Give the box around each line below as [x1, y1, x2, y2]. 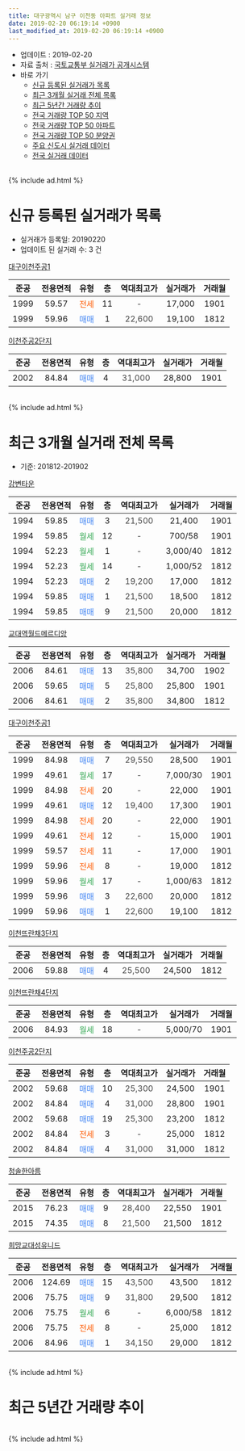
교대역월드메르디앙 [8, 629, 67, 639]
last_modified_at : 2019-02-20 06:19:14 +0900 [8, 27, 164, 35]
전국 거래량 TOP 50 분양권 [31, 131, 115, 140]
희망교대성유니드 [8, 1240, 61, 1250]
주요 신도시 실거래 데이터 [31, 140, 110, 150]
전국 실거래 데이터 [31, 151, 89, 161]
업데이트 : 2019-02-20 [19, 50, 93, 60]
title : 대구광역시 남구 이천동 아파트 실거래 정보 [8, 11, 152, 20]
